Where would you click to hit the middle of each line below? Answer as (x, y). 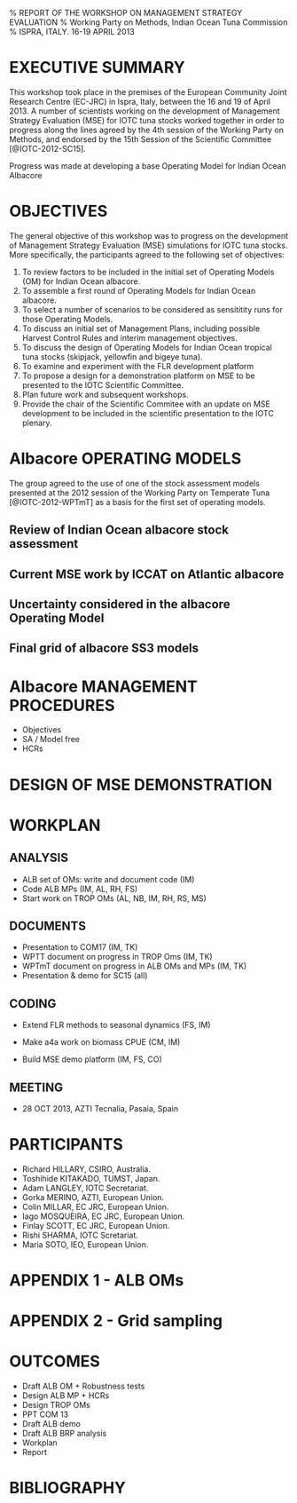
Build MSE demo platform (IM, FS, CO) (92, 1059)
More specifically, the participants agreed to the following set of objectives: (147, 254)
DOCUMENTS (48, 926)
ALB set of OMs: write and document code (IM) (108, 879)
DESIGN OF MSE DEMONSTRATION (141, 784)
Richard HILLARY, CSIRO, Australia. (86, 1169)
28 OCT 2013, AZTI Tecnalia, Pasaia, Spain (100, 1108)
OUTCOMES (55, 1361)
